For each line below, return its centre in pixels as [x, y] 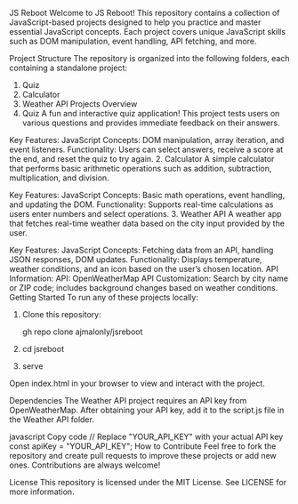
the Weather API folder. [52, 420]
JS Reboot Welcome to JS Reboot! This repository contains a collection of [145, 13]
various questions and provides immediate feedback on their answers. [151, 123]
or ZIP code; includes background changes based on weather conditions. [144, 288]
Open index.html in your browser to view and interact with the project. [137, 383]
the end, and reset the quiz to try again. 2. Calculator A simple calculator [142, 159]
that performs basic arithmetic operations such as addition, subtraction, [141, 168]
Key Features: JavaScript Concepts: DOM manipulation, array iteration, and [147, 140]
